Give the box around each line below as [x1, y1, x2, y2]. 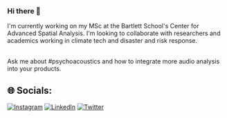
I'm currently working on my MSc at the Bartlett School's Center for [7, 22, 199, 30]
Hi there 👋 [7, 6, 42, 16]
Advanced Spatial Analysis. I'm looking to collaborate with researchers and [7, 29, 221, 37]
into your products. [7, 65, 62, 73]
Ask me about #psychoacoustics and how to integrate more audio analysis [7, 57, 220, 66]
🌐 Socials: [7, 84, 53, 96]
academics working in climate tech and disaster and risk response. [7, 37, 198, 45]
